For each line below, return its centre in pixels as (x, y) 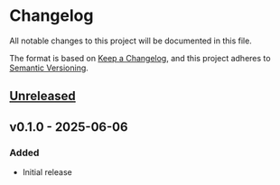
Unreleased (43, 96)
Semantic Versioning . (49, 68)
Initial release (47, 172)
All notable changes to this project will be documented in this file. (131, 41)
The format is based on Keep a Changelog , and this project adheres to (140, 58)
